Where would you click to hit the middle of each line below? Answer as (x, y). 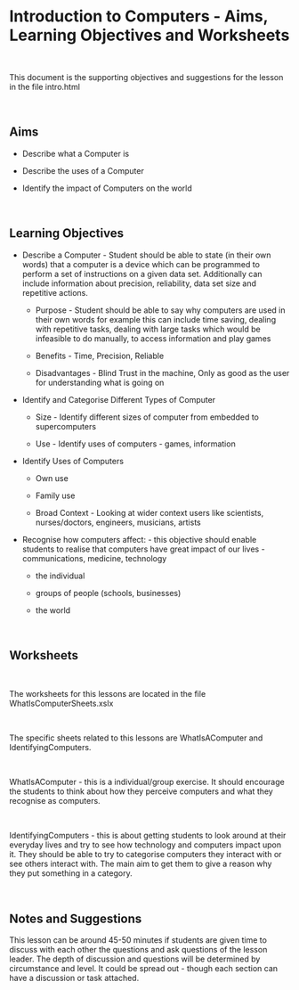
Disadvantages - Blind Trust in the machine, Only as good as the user (162, 372)
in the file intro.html (44, 86)
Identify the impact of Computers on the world (107, 188)
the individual (60, 576)
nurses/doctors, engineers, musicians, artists (118, 522)
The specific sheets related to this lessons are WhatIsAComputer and (136, 738)
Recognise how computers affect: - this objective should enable (139, 539)
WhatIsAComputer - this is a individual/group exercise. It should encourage (147, 782)
